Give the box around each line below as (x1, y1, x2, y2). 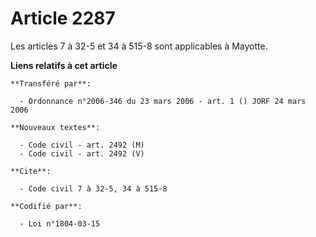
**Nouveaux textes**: (10, 122, 101, 132)
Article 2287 (10, 7, 116, 30)
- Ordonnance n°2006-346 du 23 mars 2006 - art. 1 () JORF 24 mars (19, 96, 307, 106)
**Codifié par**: (10, 201, 83, 211)
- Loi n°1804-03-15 (19, 218, 101, 229)
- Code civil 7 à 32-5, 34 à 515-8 (19, 183, 168, 194)
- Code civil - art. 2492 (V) (19, 148, 145, 159)
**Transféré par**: (10, 78, 92, 89)
